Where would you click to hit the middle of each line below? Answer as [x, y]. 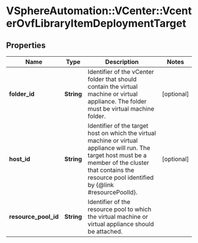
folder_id [22, 94]
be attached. [105, 231]
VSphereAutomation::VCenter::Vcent [99, 11]
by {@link [101, 185]
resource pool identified [121, 177]
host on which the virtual [122, 133]
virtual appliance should [121, 224]
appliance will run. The [119, 148]
